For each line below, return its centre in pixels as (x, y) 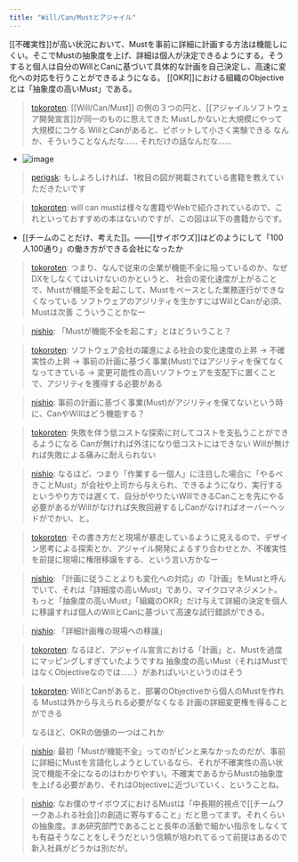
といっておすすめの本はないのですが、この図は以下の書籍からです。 (163, 218)
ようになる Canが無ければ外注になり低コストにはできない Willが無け (164, 443)
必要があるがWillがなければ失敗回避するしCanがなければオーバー (150, 507)
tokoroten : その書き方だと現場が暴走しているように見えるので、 (148, 537)
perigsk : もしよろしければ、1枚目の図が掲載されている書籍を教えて (153, 177)
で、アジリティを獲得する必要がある (97, 383)
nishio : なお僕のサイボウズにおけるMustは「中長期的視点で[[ (142, 803)
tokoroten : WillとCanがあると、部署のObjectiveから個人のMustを (149, 691)
